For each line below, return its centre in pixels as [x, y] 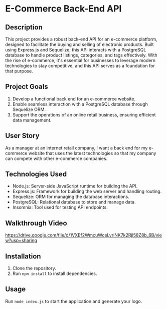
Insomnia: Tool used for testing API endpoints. [60, 207]
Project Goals [27, 87]
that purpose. [19, 71]
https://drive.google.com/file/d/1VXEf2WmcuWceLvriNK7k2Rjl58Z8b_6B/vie [83, 235]
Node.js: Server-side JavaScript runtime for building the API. [75, 186]
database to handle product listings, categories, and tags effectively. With [81, 55]
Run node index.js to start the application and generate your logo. [74, 301]
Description [24, 27]
